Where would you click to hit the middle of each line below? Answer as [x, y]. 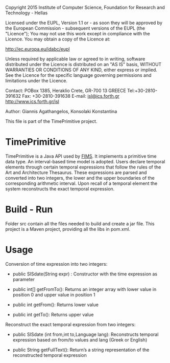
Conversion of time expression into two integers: [56, 264]
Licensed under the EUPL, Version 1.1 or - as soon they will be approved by [84, 23]
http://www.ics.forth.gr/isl [32, 101]
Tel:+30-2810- [142, 91]
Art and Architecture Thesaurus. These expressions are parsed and [76, 172]
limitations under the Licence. [37, 81]
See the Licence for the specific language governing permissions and [78, 75]
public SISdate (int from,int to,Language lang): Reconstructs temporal [86, 334]
